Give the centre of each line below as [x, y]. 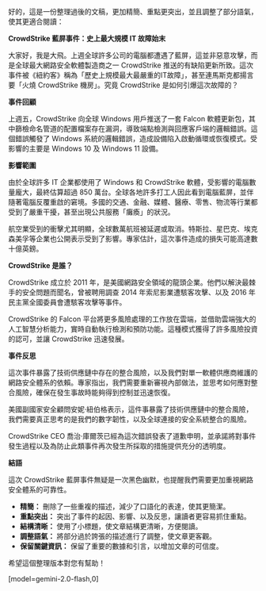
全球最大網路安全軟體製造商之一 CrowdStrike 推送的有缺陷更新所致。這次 [134, 65]
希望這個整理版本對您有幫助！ [57, 563]
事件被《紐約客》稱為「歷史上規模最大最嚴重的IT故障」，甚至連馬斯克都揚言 [131, 75]
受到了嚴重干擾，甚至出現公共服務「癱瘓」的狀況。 [91, 212]
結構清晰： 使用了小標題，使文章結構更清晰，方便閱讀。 [111, 526]
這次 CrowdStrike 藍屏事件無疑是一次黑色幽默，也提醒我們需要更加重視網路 [131, 480]
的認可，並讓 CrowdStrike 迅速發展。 [68, 339]
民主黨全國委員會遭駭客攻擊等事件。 [67, 302]
